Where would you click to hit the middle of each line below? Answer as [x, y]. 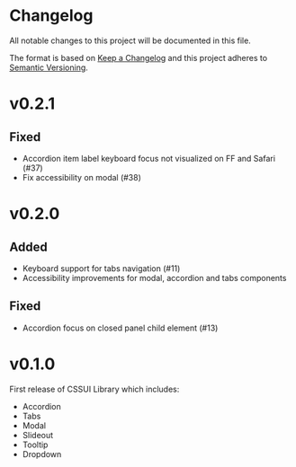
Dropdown [42, 454]
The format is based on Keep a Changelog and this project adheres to [139, 57]
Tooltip [35, 445]
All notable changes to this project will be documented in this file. [130, 40]
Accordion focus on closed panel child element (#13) [120, 328]
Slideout [38, 435]
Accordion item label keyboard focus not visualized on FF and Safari [149, 158]
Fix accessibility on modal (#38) [82, 177]
